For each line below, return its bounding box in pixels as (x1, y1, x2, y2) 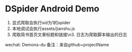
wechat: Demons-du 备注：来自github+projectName (5, 42, 109, 47)
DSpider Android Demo (5, 3, 100, 14)
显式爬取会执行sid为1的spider (12, 20, 71, 25)
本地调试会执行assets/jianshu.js (12, 25, 75, 31)
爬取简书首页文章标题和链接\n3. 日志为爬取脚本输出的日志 (12, 31, 127, 37)
